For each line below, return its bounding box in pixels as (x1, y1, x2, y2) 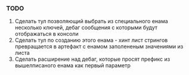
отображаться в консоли (14, 30, 79, 37)
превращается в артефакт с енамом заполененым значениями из (14, 43, 184, 50)
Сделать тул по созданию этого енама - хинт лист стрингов (14, 37, 168, 44)
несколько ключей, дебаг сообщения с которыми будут (14, 24, 158, 31)
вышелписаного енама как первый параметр (14, 62, 131, 69)
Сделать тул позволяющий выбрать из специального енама (14, 18, 168, 25)
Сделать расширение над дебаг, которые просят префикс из (14, 55, 171, 63)
